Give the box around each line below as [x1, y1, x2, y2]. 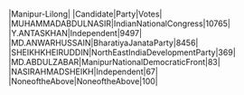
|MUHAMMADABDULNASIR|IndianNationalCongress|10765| [8, 18, 231, 29]
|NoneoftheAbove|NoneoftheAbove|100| [8, 76, 159, 86]
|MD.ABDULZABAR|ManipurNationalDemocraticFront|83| [8, 57, 221, 67]
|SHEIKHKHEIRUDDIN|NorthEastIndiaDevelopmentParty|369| [8, 47, 236, 58]
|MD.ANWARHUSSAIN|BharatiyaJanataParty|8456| [8, 37, 199, 48]
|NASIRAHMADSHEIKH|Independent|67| [8, 66, 159, 77]
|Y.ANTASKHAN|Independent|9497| [8, 28, 142, 38]
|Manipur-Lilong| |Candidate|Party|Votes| [8, 9, 163, 19]
